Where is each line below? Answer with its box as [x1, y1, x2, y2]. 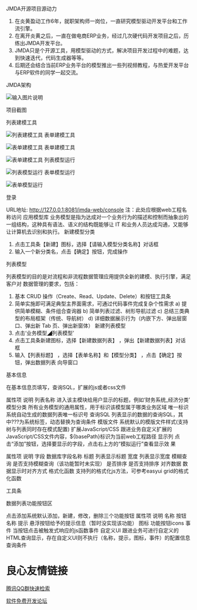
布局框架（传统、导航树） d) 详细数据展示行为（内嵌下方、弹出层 [25, 315, 182, 322]
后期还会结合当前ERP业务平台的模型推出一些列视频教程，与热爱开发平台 [14, 62, 189, 69]
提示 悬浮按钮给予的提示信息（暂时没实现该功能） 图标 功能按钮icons [17, 520, 185, 527]
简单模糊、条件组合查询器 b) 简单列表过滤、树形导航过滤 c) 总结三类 [19, 308, 185, 314]
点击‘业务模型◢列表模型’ [14, 329, 74, 336]
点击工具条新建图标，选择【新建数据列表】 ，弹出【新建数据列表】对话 [14, 337, 186, 343]
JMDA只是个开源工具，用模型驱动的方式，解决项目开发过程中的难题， [14, 47, 184, 54]
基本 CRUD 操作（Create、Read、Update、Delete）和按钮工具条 [14, 293, 171, 299]
